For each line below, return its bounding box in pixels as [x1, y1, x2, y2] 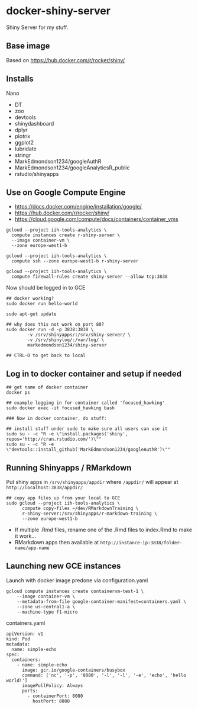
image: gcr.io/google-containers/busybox [21, 667, 126, 673]
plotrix [14, 132, 31, 140]
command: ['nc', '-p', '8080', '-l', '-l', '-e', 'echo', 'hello [21, 672, 186, 678]
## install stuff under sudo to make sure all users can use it [6, 426, 168, 432]
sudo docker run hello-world [6, 301, 78, 307]
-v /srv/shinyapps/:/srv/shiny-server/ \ [27, 332, 131, 338]
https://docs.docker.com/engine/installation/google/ [14, 203, 142, 210]
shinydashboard [14, 120, 54, 127]
